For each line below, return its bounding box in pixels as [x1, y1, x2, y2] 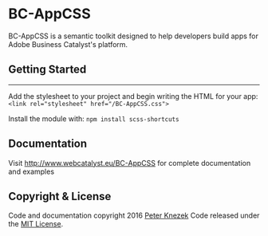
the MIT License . [8, 219, 64, 229]
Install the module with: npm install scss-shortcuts [8, 113, 179, 124]
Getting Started [8, 63, 87, 77]
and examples [8, 167, 54, 176]
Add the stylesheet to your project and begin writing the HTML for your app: [8, 91, 258, 100]
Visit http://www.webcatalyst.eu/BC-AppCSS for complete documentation [8, 158, 251, 167]
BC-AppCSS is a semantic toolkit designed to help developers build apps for [8, 31, 259, 41]
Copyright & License [8, 189, 112, 203]
